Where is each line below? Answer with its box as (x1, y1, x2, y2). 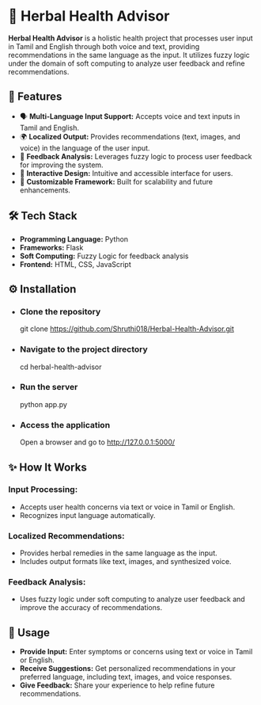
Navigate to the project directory (19, 344, 148, 355)
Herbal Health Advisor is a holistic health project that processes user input (8, 33, 253, 43)
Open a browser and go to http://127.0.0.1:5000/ (19, 437, 176, 447)
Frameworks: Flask (19, 242, 84, 252)
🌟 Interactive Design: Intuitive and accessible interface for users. (19, 168, 233, 177)
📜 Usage (8, 626, 50, 639)
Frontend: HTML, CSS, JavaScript (19, 259, 132, 269)
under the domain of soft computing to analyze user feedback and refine (8, 59, 245, 68)
